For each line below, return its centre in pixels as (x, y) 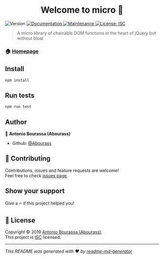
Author (16, 122)
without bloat (30, 38)
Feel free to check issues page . (37, 175)
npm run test (18, 107)
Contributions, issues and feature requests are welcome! (62, 170)
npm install (17, 80)
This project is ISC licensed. (33, 237)
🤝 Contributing (28, 159)
